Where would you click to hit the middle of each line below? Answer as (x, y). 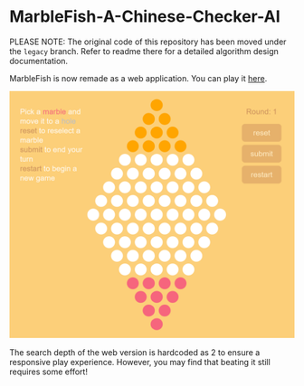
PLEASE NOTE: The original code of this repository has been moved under (148, 42)
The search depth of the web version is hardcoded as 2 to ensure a (135, 353)
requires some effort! (49, 372)
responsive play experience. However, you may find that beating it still (140, 362)
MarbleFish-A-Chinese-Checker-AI (145, 17)
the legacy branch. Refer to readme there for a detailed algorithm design (144, 51)
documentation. (39, 61)
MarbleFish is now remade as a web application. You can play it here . (138, 78)
